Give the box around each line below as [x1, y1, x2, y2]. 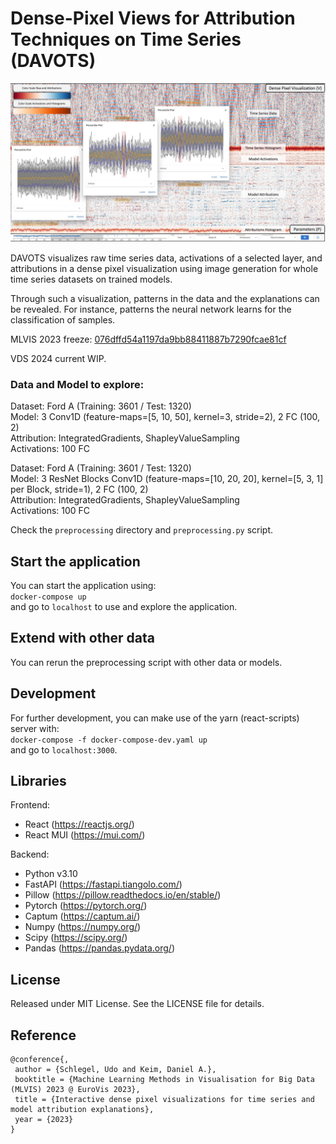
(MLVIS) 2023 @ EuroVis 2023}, [10, 1085, 141, 1095]
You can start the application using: [10, 580, 157, 592]
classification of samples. [10, 313, 116, 326]
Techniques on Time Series [10, 28, 242, 51]
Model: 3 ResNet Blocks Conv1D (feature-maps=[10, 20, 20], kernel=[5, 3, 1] [10, 473, 324, 485]
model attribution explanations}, [10, 1105, 155, 1115]
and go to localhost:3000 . [10, 743, 118, 756]
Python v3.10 [24, 868, 78, 880]
